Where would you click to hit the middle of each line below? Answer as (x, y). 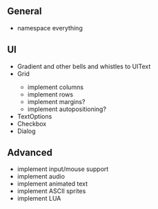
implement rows (50, 94)
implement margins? (56, 101)
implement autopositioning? (67, 109)
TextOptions (34, 116)
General (25, 11)
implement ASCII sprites (51, 191)
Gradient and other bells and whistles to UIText (84, 66)
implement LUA (39, 199)
